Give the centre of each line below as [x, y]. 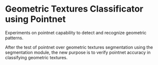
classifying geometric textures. [36, 57]
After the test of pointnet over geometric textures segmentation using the [79, 47]
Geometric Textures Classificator [74, 9]
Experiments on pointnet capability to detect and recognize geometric [76, 32]
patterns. [14, 38]
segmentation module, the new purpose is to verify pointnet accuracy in [78, 52]
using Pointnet [36, 19]
